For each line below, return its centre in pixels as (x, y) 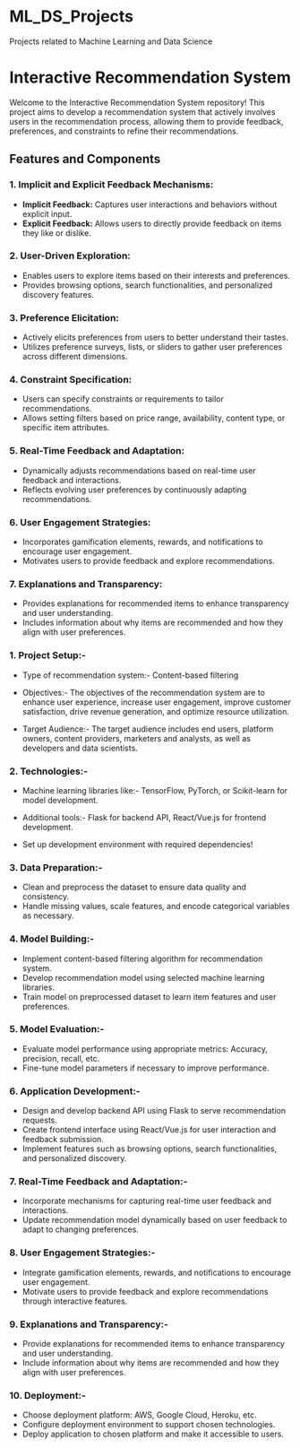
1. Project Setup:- (48, 655)
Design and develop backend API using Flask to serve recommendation (154, 1111)
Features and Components (85, 159)
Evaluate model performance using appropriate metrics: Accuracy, (145, 1049)
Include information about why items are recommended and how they (150, 1363)
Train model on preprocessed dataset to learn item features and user (149, 996)
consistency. (46, 897)
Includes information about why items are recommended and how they (153, 623)
